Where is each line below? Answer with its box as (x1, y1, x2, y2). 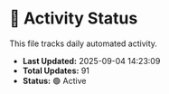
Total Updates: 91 (22, 65, 90, 76)
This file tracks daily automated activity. (9, 38, 158, 49)
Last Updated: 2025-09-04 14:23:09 (22, 55, 161, 66)
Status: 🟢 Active (22, 75, 87, 86)
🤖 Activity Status (9, 8, 138, 29)
